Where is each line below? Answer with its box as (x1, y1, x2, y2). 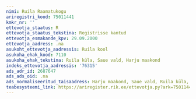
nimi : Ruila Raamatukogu (6, 8, 66, 15)
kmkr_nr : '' (6, 19, 35, 25)
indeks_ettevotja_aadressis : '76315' (6, 62, 98, 69)
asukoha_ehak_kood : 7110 (6, 52, 66, 58)
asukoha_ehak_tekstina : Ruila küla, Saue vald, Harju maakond (6, 57, 160, 63)
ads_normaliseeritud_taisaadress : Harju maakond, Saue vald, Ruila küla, (6, 79, 190, 85)
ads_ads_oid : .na (6, 73, 48, 79)
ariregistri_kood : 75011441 (6, 14, 75, 20)
